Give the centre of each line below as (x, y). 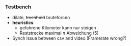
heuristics (23, 23)
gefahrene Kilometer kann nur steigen (58, 28)
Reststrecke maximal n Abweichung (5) (59, 33)
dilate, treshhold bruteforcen (41, 18)
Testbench (18, 7)
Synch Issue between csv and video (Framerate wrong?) (69, 38)
